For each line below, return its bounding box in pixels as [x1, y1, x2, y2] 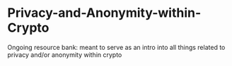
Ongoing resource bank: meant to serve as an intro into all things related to [7, 43, 226, 51]
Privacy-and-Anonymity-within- [7, 5, 202, 21]
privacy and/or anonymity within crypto [7, 51, 122, 59]
